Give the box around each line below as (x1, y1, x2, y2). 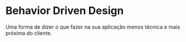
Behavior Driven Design (5, 4, 124, 17)
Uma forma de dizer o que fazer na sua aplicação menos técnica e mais (5, 23, 181, 30)
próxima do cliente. (5, 29, 53, 36)
